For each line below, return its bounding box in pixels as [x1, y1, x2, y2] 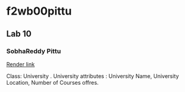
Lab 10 [6, 29, 32, 39]
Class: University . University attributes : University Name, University [6, 72, 179, 80]
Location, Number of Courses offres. [6, 79, 99, 86]
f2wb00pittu [6, 4, 72, 18]
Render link [6, 60, 35, 68]
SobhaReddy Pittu [6, 47, 61, 55]
